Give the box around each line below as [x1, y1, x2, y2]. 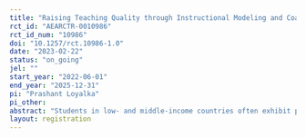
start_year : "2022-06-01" [9, 73, 107, 82]
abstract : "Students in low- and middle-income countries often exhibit [9, 106, 291, 115]
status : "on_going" [9, 55, 84, 64]
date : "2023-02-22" [9, 47, 84, 56]
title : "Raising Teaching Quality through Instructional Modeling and [9, 13, 283, 23]
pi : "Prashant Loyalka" [9, 89, 100, 98]
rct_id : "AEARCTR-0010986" [9, 22, 112, 31]
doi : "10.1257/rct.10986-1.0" [9, 38, 125, 48]
